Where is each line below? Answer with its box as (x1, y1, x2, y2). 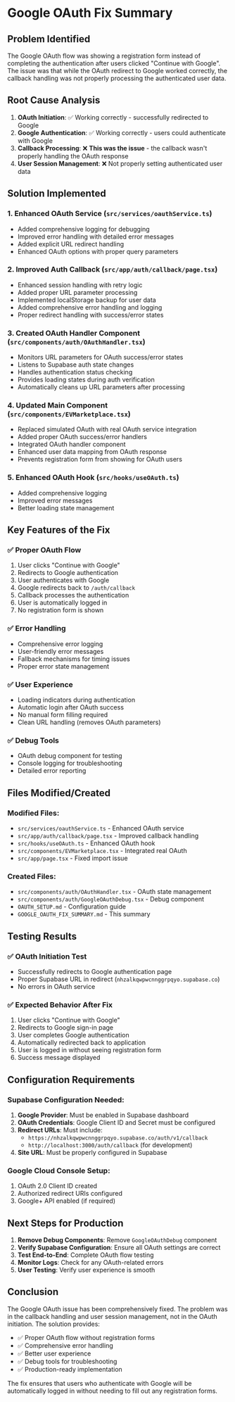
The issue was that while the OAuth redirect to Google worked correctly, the (7, 67, 227, 75)
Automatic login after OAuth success (17, 702, 125, 712)
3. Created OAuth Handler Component (7, 328, 141, 338)
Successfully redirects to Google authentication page (17, 967, 172, 975)
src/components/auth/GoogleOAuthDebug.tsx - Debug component (17, 895, 205, 904)
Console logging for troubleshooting (17, 759, 123, 768)
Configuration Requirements (7, 1073, 135, 1085)
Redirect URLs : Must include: (17, 1125, 103, 1134)
